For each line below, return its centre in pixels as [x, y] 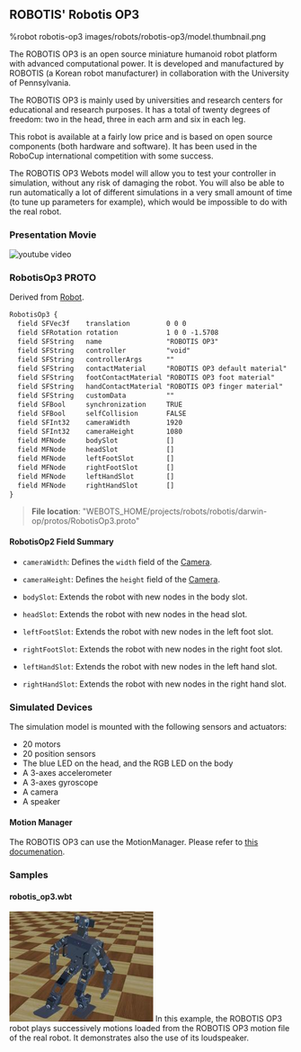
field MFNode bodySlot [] [96, 441]
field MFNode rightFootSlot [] [96, 468]
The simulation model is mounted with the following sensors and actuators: [148, 726]
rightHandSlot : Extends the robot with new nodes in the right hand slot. [155, 684]
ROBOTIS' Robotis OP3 [75, 15]
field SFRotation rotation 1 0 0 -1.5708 [118, 333]
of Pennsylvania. [40, 82]
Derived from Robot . [47, 297]
